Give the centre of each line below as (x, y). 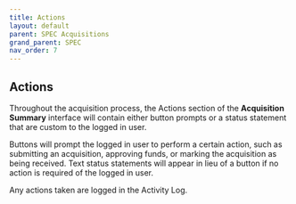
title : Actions (37, 17)
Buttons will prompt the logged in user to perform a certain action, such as (146, 144)
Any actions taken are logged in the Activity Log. (99, 190)
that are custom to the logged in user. (78, 126)
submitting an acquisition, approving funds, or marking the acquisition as (143, 153)
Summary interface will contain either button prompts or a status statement (148, 118)
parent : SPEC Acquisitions (59, 34)
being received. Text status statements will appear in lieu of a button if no (144, 163)
